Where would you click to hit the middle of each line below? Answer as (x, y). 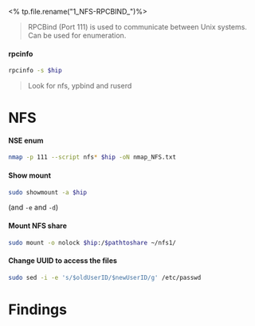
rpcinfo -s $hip (35, 71)
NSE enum (26, 140)
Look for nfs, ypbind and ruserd (80, 86)
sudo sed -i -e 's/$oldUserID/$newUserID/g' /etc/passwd (105, 277)
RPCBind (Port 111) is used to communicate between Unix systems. (137, 27)
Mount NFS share (38, 226)
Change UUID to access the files (63, 261)
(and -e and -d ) (33, 207)
